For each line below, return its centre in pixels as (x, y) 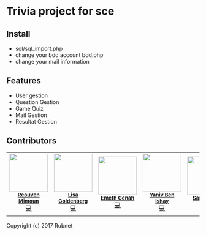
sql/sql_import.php (39, 48)
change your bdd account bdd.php (59, 55)
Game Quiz (29, 108)
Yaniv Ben (162, 195)
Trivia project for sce (60, 11)
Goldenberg (73, 201)
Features (24, 81)
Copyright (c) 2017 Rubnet (40, 225)
